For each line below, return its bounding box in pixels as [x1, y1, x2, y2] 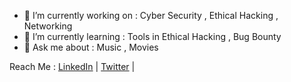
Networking [23, 20, 73, 32]
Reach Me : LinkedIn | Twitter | [9, 61, 136, 72]
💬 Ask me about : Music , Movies [23, 41, 159, 53]
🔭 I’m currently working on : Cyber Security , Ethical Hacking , [23, 10, 279, 21]
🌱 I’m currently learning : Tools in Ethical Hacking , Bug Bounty [23, 31, 282, 42]
